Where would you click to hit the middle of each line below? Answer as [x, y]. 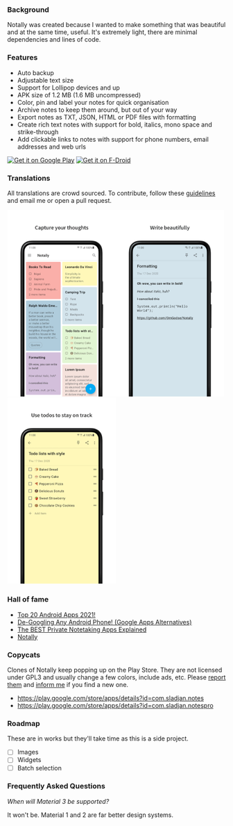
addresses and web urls [52, 147]
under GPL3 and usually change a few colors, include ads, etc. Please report [116, 677]
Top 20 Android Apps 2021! [56, 614]
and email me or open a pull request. [60, 200]
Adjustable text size [45, 80]
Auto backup [35, 73]
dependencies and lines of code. [54, 40]
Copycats [24, 654]
